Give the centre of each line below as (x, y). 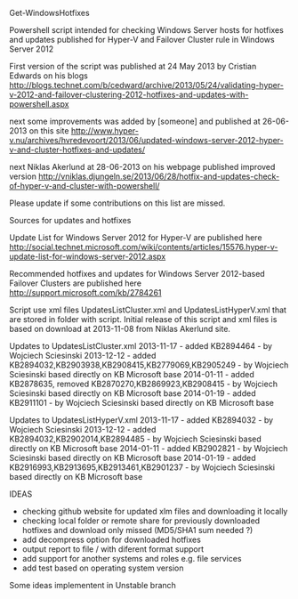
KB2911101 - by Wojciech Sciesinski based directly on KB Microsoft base (141, 403)
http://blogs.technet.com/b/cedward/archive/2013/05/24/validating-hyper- (147, 85)
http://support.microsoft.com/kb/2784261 (85, 292)
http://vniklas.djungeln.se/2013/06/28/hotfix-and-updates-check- (159, 176)
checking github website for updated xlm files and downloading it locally (155, 511)
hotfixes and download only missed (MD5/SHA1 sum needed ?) (137, 530)
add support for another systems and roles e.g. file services (132, 559)
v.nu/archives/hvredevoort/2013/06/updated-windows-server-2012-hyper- (146, 140)
